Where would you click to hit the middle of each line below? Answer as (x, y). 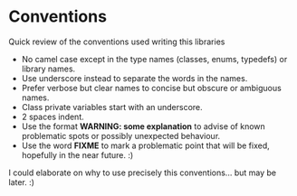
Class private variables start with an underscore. (112, 107)
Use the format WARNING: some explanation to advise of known (144, 126)
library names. (48, 69)
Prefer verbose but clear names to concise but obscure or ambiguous (151, 88)
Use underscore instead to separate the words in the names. (134, 78)
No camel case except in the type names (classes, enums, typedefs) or (154, 59)
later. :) (22, 182)
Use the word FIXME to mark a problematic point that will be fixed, (146, 145)
